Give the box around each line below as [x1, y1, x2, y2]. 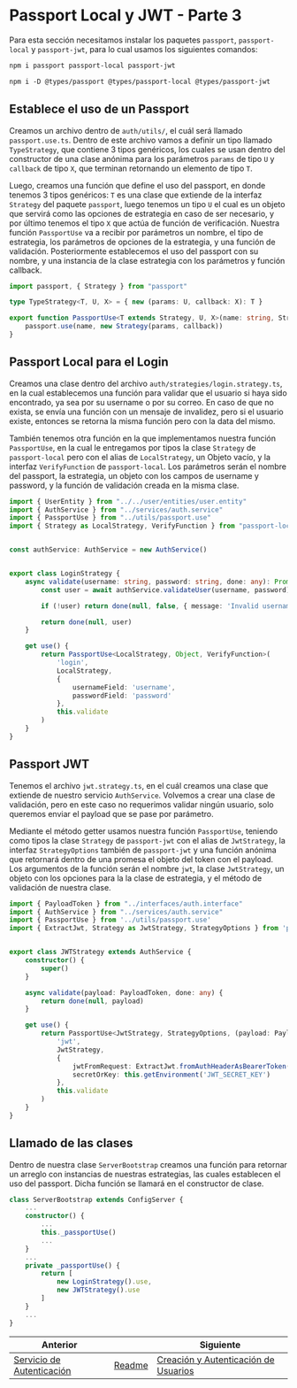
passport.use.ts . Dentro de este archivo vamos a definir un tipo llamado [9, 135, 272, 145]
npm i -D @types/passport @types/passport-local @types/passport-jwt [9, 77, 271, 86]
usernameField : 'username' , [72, 682, 176, 691]
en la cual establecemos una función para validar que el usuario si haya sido [9, 387, 287, 398]
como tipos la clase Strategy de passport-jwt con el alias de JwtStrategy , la [9, 835, 286, 845]
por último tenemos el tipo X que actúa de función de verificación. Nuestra [9, 218, 280, 228]
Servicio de [13, 1353, 61, 1366]
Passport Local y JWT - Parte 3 [9, 5, 242, 26]
